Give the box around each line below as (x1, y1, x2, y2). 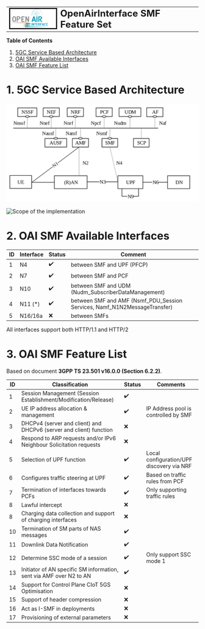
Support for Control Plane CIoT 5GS (21, 581, 111, 588)
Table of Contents (6, 37, 53, 45)
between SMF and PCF (71, 272, 129, 279)
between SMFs (71, 312, 109, 319)
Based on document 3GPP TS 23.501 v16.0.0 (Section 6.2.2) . (6, 367, 162, 375)
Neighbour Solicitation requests (21, 441, 101, 448)
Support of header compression (21, 596, 102, 603)
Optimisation (21, 587, 53, 595)
